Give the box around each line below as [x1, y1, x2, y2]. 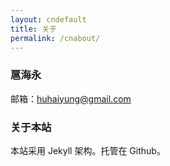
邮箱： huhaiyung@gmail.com [10, 92, 132, 105]
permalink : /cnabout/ [10, 33, 101, 43]
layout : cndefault [10, 14, 87, 25]
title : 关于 [10, 24, 57, 34]
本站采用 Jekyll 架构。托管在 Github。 [10, 144, 166, 156]
